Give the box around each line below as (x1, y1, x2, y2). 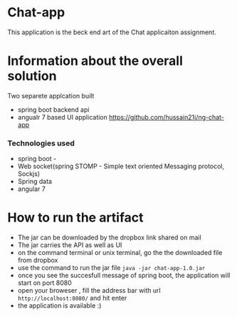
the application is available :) (17, 301, 102, 310)
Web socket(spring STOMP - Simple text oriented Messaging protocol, (17, 162, 225, 171)
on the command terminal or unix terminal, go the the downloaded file (17, 249, 223, 257)
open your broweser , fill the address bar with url (17, 286, 162, 295)
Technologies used (7, 138, 75, 148)
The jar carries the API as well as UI (17, 241, 122, 249)
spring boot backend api (17, 105, 90, 114)
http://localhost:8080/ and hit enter (17, 293, 127, 303)
